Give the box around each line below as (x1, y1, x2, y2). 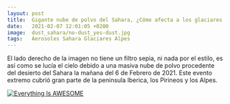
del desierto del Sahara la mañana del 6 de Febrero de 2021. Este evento (7, 69, 213, 77)
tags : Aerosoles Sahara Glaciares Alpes (7, 36, 130, 42)
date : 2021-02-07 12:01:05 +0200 (7, 23, 109, 29)
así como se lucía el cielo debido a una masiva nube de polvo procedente (7, 62, 215, 70)
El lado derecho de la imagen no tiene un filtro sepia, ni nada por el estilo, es (7, 54, 223, 62)
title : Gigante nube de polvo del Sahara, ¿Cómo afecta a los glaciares (7, 16, 223, 23)
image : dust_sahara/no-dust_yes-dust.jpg (7, 29, 130, 36)
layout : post (7, 10, 45, 17)
